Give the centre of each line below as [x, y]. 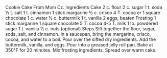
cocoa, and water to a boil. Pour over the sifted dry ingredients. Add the [81, 39]
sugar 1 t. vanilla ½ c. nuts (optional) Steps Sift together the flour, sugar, [80, 29]
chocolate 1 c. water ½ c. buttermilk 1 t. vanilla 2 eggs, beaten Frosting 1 [81, 18]
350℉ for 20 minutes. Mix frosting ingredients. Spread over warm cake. [81, 50]
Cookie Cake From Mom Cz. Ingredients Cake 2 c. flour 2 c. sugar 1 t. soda [84, 7]
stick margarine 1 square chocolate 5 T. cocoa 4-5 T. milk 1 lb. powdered [82, 23]
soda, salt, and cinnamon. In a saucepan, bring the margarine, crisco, [78, 34]
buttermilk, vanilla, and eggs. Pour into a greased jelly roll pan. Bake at [79, 45]
